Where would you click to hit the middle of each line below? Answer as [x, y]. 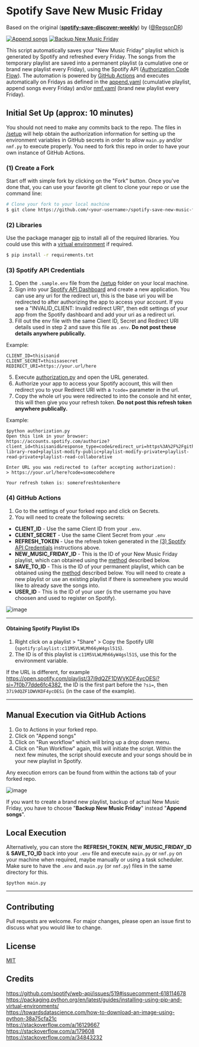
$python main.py [26, 883]
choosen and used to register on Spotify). [65, 598]
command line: [24, 193]
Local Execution [36, 833]
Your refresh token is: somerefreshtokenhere [63, 483]
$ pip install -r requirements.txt [50, 255]
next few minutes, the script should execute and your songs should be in [103, 755]
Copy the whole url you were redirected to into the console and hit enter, [103, 396]
